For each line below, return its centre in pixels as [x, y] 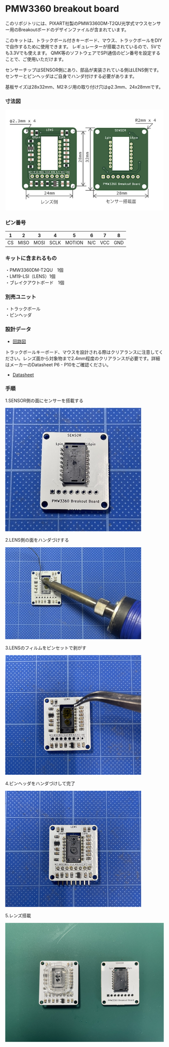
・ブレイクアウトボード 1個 [35, 282]
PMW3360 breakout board [62, 9]
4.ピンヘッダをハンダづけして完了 [40, 783]
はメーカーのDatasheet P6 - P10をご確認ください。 [58, 364]
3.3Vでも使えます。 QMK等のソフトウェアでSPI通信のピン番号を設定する [85, 53]
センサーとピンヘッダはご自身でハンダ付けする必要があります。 [71, 76]
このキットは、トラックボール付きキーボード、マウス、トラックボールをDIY [84, 40]
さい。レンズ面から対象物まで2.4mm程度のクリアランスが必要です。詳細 [85, 358]
